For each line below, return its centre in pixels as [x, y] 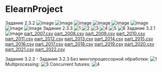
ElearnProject [34, 9]
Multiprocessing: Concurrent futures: [48, 64]
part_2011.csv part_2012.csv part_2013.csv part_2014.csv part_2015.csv [79, 39]
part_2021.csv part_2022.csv [35, 49]
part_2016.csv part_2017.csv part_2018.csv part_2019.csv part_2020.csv [80, 44]
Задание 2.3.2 [20, 23]
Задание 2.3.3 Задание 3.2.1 [99, 28]
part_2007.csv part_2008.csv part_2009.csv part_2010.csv [85, 33]
